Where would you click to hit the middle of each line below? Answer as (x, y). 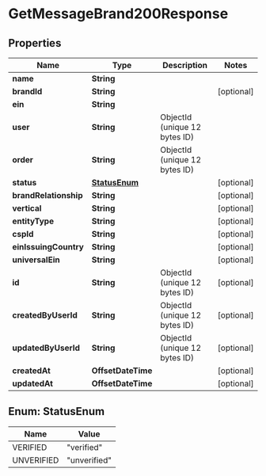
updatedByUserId (46, 348)
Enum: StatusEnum (57, 411)
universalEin (36, 260)
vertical (27, 208)
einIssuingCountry (48, 247)
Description (185, 65)
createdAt (32, 371)
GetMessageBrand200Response (118, 14)
